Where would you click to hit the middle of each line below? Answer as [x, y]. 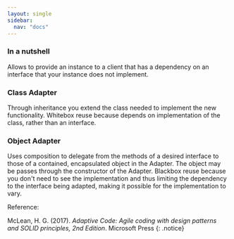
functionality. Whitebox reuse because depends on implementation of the [114, 115]
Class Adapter [32, 92]
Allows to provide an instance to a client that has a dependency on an [108, 67]
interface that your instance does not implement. [78, 74]
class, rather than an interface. [52, 122]
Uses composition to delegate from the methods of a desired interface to [113, 156]
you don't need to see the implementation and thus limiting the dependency [117, 179]
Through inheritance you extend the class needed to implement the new [112, 108]
